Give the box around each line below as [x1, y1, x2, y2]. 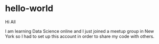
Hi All [5, 19, 16, 25]
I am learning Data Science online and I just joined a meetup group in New [5, 28, 154, 34]
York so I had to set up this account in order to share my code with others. [5, 33, 155, 39]
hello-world [5, 3, 54, 14]
